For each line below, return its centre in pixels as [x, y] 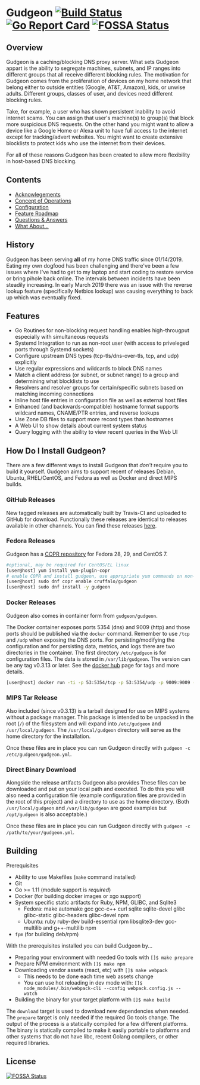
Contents [24, 180]
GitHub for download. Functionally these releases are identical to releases [97, 519]
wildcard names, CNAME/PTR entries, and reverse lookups [87, 413]
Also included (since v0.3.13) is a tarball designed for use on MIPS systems [98, 710]
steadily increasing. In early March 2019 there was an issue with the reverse [99, 284]
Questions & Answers [41, 220]
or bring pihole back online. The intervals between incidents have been [93, 278]
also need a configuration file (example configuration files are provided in [96, 795]
